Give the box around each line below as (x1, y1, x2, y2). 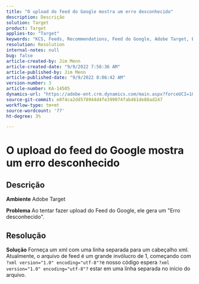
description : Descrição (6, 14, 65, 20)
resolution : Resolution (6, 42, 65, 48)
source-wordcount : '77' (6, 108, 65, 114)
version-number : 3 (6, 80, 52, 86)
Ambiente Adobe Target (6, 196, 66, 203)
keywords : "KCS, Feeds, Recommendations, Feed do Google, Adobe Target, (6, 36, 190, 42)
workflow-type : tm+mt (6, 102, 60, 108)
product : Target (6, 25, 46, 31)
